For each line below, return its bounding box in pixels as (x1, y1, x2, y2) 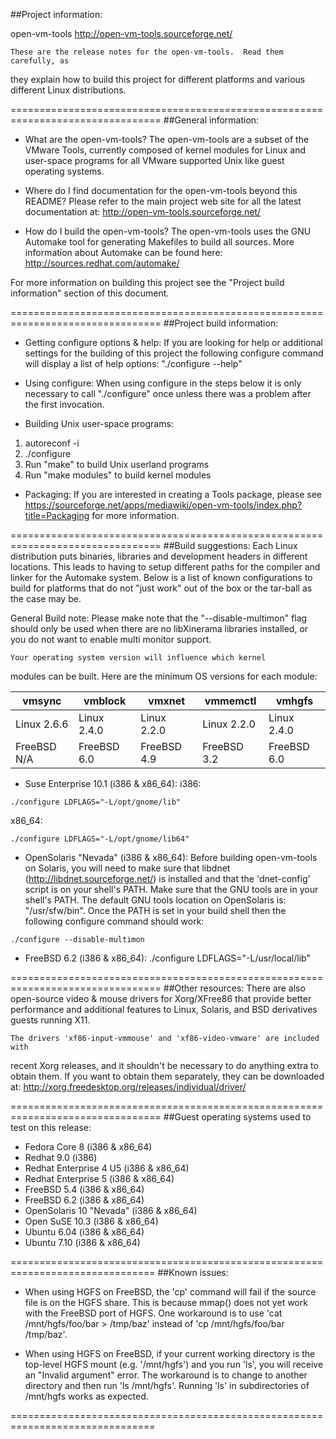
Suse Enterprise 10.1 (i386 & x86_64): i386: (24, 778, 202, 789)
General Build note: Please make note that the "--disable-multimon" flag (10, 612, 308, 624)
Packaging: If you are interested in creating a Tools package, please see (24, 489, 322, 500)
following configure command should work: (24, 915, 205, 927)
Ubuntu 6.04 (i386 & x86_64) (24, 1226, 145, 1238)
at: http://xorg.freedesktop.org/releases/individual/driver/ (10, 1081, 247, 1093)
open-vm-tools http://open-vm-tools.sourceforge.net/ (10, 28, 233, 39)
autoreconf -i (24, 437, 80, 449)
